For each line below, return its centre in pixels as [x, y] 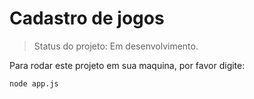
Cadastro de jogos [87, 18]
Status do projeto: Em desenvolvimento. [116, 46]
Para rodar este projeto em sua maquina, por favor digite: [127, 65]
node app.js [34, 83]
